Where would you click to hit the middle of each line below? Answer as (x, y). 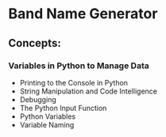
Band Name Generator (83, 14)
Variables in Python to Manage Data (79, 66)
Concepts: (35, 43)
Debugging (38, 99)
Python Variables (48, 116)
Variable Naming (47, 124)
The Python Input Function (63, 108)
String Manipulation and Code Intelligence (88, 91)
